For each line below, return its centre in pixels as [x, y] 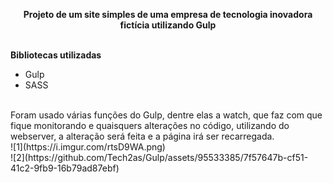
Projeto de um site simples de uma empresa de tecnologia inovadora [168, 14]
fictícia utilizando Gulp [168, 25]
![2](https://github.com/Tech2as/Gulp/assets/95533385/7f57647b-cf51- [159, 157]
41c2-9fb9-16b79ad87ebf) [65, 168]
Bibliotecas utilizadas [56, 55]
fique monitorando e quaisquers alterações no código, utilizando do [150, 125]
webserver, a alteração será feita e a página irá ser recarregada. [142, 136]
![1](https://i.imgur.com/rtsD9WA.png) [88, 147]
